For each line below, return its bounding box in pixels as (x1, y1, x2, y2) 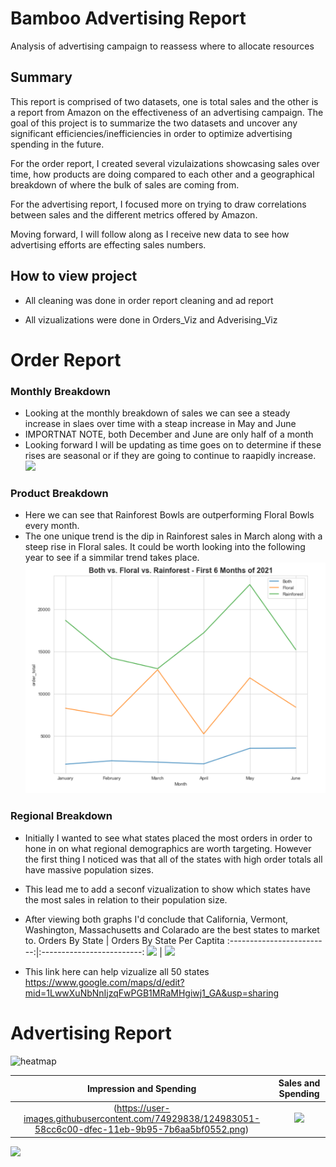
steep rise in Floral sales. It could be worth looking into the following (24, 541, 306, 553)
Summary (10, 69, 73, 86)
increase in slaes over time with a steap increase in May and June (24, 418, 297, 430)
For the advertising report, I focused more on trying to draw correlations (10, 198, 307, 210)
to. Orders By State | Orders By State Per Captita (24, 934, 225, 946)
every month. (24, 520, 80, 532)
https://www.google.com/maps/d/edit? (24, 976, 185, 988)
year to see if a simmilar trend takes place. (24, 552, 200, 564)
